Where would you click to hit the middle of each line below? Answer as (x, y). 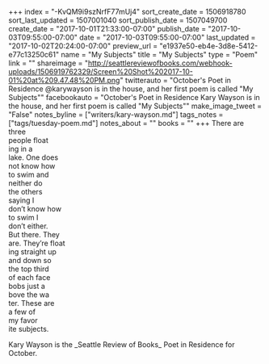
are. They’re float (37, 243)
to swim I (23, 218)
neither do (25, 183)
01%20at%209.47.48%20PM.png (64, 80)
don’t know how (35, 209)
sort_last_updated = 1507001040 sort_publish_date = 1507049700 (118, 20)
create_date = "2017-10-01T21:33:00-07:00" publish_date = (107, 29)
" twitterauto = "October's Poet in (176, 80)
